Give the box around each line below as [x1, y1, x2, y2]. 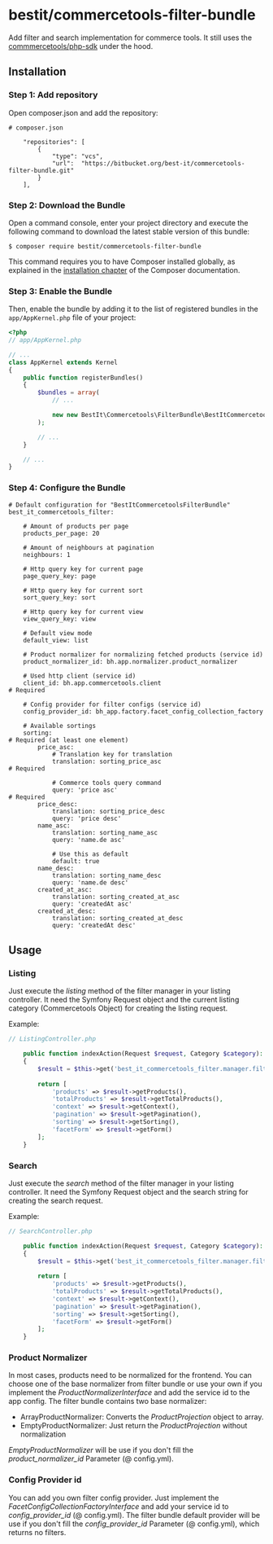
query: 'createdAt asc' [51, 900, 132, 908]
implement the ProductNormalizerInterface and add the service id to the [8, 1388, 250, 1397]
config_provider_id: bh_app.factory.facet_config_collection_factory [23, 707, 264, 716]
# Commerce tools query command [51, 779, 162, 787]
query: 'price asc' [51, 786, 118, 794]
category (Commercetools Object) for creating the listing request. [8, 1003, 228, 1013]
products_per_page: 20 [23, 529, 100, 537]
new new [51, 411, 79, 419]
